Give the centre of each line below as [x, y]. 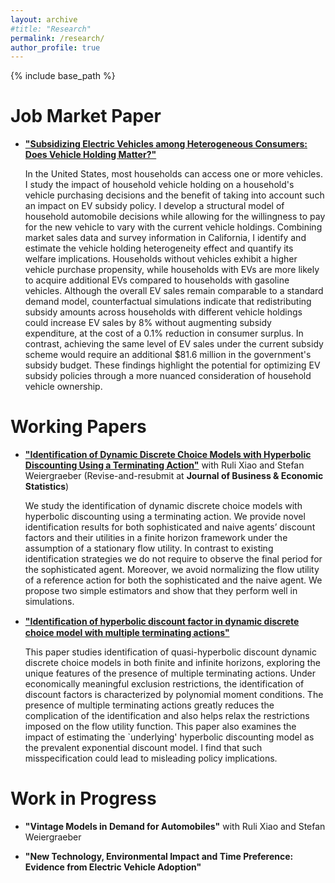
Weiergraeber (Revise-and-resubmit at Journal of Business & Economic [174, 476]
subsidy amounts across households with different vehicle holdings [163, 312]
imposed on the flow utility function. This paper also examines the [160, 727]
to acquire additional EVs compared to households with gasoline [157, 280]
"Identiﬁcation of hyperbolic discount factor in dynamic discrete [162, 622]
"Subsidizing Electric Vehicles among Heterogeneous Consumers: [166, 144]
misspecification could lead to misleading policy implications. [151, 758]
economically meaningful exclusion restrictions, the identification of [164, 684]
